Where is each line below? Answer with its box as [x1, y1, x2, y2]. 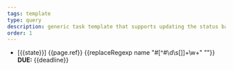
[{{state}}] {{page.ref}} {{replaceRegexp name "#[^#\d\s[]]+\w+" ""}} [17, 49, 216, 57]
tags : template [7, 10, 51, 17]
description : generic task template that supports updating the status [7, 23, 218, 30]
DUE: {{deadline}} [17, 56, 69, 64]
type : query [7, 17, 42, 24]
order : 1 [7, 29, 33, 37]
